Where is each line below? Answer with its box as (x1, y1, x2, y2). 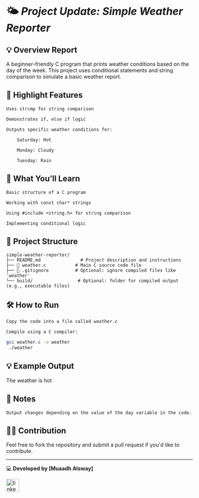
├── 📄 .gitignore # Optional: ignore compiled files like (6, 267, 176, 274)
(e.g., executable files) (6, 283, 70, 289)
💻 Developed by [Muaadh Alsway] (6, 465, 94, 472)
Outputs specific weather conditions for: (6, 127, 113, 132)
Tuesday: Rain (17, 157, 52, 163)
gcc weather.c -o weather (6, 339, 70, 345)
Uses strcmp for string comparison (6, 106, 94, 112)
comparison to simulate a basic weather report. (6, 73, 121, 80)
